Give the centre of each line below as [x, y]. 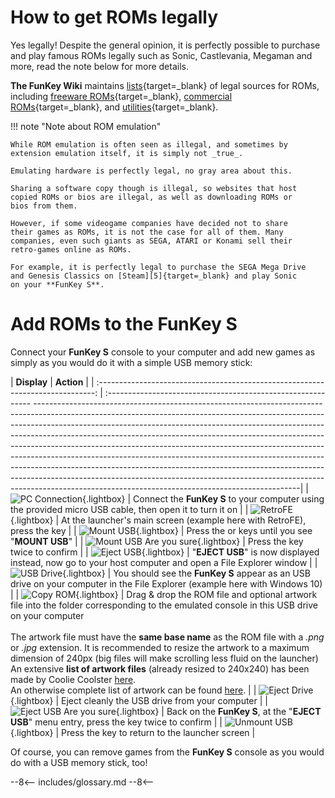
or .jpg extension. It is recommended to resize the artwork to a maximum [160, 647]
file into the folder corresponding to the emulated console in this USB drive [164, 605]
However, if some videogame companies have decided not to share [149, 223]
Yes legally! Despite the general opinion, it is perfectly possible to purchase [165, 45]
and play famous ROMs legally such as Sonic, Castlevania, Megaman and [161, 55]
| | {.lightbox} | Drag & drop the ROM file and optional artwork [164, 594]
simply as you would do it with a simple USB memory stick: [131, 362]
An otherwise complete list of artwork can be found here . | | [133, 690]
